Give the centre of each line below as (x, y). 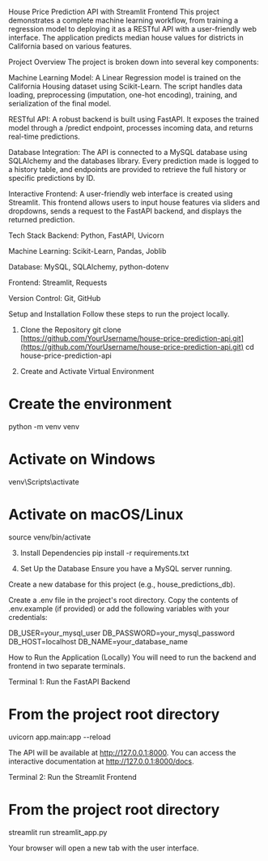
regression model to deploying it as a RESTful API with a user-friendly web (133, 29)
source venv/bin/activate (50, 537)
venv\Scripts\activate (44, 481)
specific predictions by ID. (52, 178)
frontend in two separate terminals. (67, 665)
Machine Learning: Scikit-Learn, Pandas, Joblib (87, 251)
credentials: (28, 617)
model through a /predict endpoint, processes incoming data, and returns (131, 128)
